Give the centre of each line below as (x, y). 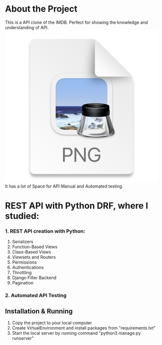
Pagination (23, 283)
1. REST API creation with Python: (45, 231)
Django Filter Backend (34, 278)
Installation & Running (39, 311)
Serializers (23, 242)
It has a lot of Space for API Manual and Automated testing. (64, 186)
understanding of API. (27, 27)
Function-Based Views (35, 247)
